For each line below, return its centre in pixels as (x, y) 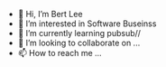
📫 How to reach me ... (60, 53)
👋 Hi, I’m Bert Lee (50, 14)
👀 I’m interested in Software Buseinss (87, 24)
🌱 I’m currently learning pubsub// (79, 33)
